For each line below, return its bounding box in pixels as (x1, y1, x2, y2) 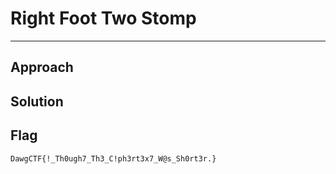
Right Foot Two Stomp (10, 7, 197, 30)
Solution (10, 93, 64, 110)
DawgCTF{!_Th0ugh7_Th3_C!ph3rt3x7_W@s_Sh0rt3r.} (10, 153, 217, 164)
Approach (10, 59, 74, 76)
